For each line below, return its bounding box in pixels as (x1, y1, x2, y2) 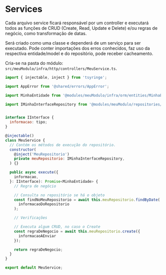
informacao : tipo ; (9, 120, 48, 125)
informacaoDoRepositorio (18, 202, 70, 207)
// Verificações (14, 216, 48, 220)
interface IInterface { (5, 115, 54, 120)
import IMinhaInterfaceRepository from (5, 102, 87, 107)
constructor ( (9, 147, 37, 152)
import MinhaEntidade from (5, 93, 61, 98)
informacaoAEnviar (18, 233, 56, 238)
